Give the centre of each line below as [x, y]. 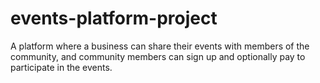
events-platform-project [114, 18]
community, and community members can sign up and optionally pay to [158, 56]
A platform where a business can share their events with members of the [160, 46]
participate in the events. [61, 67]
